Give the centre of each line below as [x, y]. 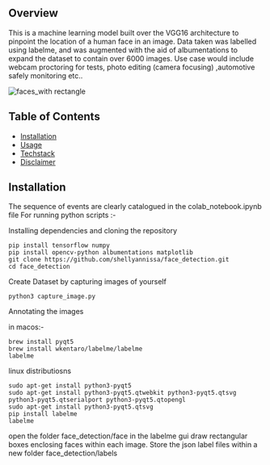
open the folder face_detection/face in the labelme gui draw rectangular [128, 436]
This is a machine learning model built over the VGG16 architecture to [124, 32]
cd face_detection [39, 267]
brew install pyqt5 [41, 342]
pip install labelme [43, 414]
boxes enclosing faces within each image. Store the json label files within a [133, 445]
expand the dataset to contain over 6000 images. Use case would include [131, 58]
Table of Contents [55, 117]
